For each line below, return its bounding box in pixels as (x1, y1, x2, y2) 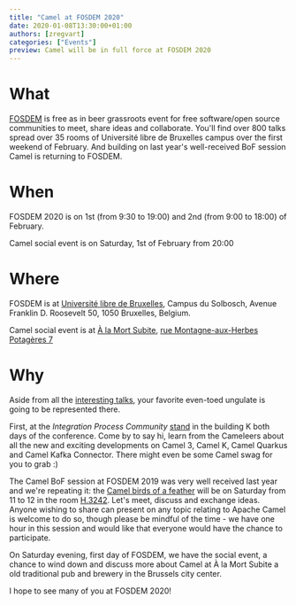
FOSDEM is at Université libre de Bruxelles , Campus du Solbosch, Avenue (9, 298, 277, 308)
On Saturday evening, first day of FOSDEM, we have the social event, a (9, 549, 268, 560)
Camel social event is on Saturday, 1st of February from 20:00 (9, 238, 234, 248)
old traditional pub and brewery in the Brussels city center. (9, 568, 223, 578)
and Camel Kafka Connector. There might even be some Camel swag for (9, 449, 273, 460)
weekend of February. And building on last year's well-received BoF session (9, 142, 286, 152)
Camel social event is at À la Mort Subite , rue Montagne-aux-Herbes (9, 324, 259, 335)
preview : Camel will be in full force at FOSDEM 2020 (9, 46, 212, 55)
